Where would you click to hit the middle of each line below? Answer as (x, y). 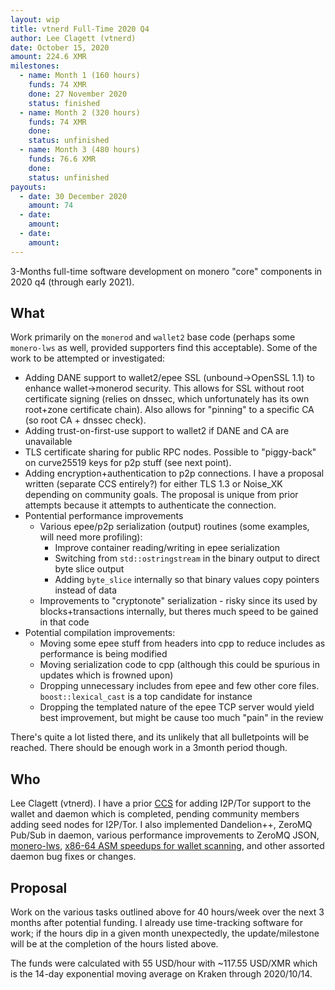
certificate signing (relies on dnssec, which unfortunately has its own (167, 399)
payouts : (28, 187)
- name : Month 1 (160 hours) (80, 76)
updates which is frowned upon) (106, 675)
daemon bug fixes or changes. (73, 857)
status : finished (64, 103)
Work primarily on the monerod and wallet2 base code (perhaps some (153, 337)
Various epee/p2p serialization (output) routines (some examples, (174, 527)
